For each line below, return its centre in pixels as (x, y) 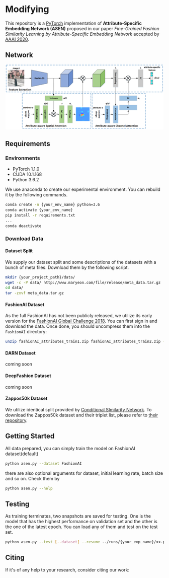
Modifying (27, 9)
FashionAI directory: (26, 332)
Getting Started (30, 436)
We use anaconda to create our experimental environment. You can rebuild (83, 189)
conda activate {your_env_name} (39, 210)
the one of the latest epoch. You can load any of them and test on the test (81, 527)
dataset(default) (22, 454)
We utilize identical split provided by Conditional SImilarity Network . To (78, 409)
